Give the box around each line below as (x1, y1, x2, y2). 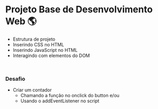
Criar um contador (12, 87, 52, 93)
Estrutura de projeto (12, 36, 56, 42)
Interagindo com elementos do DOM (12, 52, 90, 59)
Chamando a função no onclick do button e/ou (20, 93, 120, 99)
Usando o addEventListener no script (20, 98, 99, 104)
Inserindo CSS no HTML (12, 41, 64, 47)
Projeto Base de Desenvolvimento (5, 4, 153, 15)
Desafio (5, 75, 26, 82)
